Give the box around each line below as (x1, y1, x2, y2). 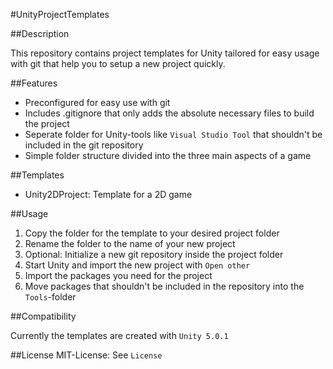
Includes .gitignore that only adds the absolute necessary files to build (24, 107, 315, 119)
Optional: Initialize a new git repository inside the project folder (24, 249, 284, 260)
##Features (10, 77, 58, 89)
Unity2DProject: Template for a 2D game (24, 189, 193, 200)
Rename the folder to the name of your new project (24, 238, 236, 249)
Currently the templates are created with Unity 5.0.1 (10, 330, 229, 341)
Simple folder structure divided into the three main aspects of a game (24, 150, 312, 161)
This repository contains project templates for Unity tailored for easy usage (10, 47, 320, 59)
